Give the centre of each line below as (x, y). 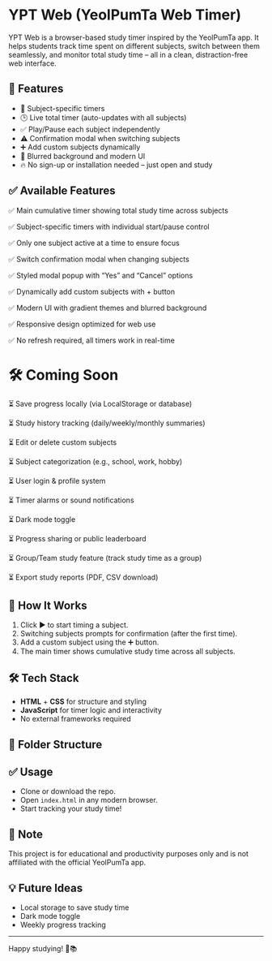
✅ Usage (31, 771)
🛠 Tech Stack (44, 678)
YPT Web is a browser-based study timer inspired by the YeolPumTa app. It (134, 37)
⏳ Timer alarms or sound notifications (72, 500)
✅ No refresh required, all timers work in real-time (92, 340)
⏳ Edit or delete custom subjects (63, 442)
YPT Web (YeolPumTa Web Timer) (125, 15)
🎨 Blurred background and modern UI (83, 156)
